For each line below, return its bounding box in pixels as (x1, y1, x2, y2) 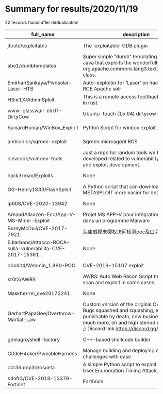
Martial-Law (7, 316, 36, 323)
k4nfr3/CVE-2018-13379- (7, 375, 73, 382)
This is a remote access (82, 93, 137, 100)
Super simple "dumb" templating (82, 53, 157, 60)
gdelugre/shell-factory (7, 336, 60, 343)
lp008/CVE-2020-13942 (7, 200, 68, 207)
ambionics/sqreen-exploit (7, 138, 67, 145)
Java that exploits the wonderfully (82, 59, 160, 66)
